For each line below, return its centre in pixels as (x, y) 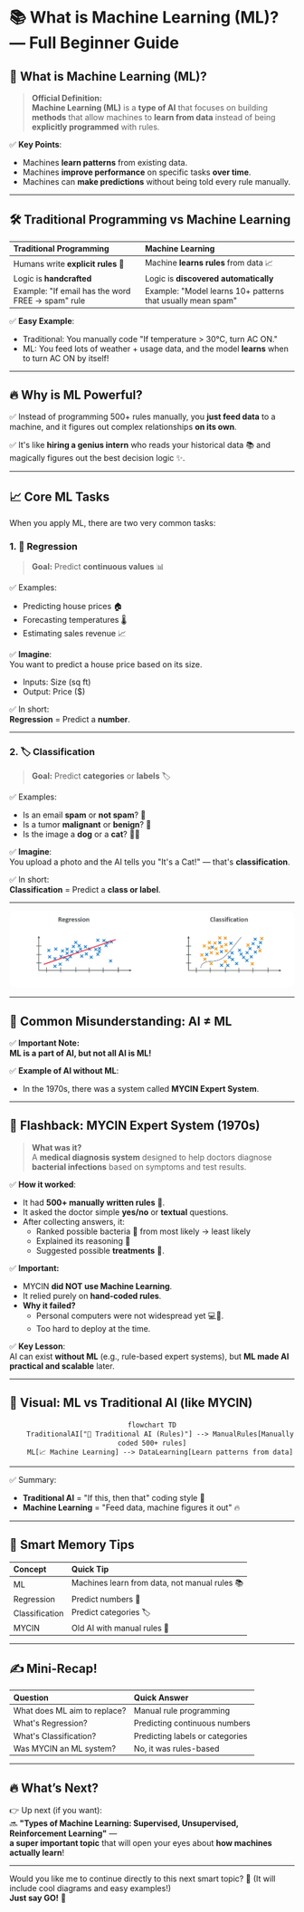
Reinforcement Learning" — (63, 1833)
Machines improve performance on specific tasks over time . (137, 172)
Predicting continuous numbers (192, 1723)
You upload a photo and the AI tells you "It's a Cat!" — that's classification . (150, 862)
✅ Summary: (33, 1479)
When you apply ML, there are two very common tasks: (113, 523)
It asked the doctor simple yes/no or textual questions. (125, 1212)
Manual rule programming (182, 1711)
